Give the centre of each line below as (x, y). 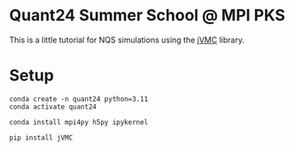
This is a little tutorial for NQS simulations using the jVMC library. (127, 40)
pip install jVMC (41, 138)
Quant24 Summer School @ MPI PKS (147, 15)
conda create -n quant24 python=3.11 (79, 99)
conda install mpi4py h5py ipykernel (79, 122)
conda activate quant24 (53, 107)
